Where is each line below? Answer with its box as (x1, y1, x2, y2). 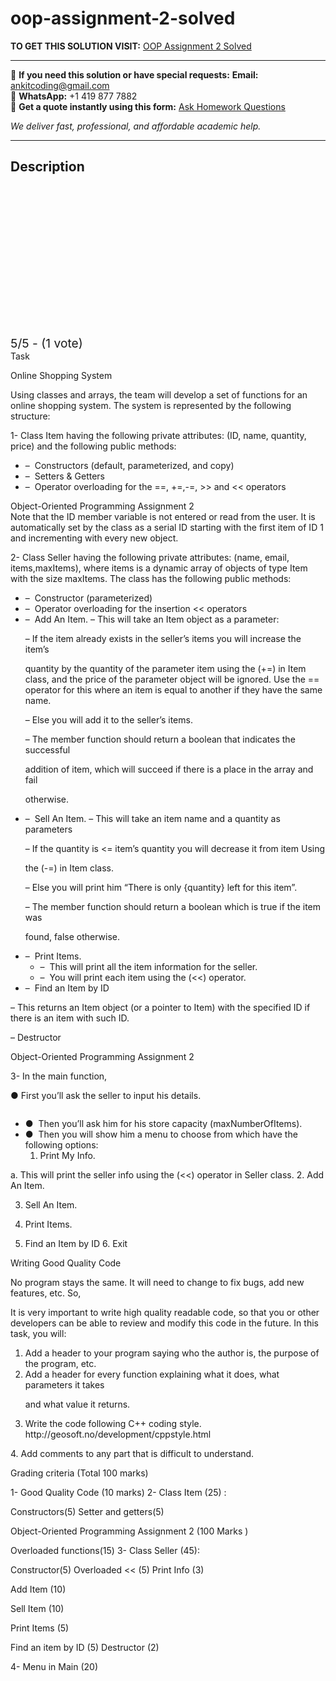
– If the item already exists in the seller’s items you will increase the (24, 632, 302, 644)
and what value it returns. (24, 1398, 131, 1410)
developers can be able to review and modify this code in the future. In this (10, 1317, 319, 1329)
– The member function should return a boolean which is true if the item (24, 900, 322, 912)
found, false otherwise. (24, 930, 120, 942)
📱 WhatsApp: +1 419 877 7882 (10, 90, 138, 102)
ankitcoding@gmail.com (10, 79, 110, 91)
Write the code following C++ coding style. (24, 1417, 202, 1429)
